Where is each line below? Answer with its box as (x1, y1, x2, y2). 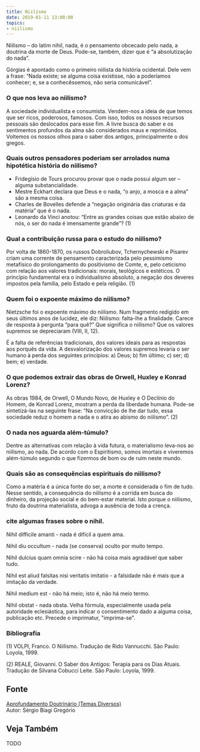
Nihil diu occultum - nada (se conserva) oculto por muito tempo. (6, 542, 164, 549)
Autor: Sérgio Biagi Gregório (6, 707, 76, 714)
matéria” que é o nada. (14, 207, 71, 214)
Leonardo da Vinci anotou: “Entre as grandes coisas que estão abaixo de (14, 213, 194, 220)
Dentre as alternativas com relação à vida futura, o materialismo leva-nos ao (6, 442, 194, 449)
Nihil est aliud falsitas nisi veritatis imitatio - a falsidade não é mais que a (6, 572, 184, 579)
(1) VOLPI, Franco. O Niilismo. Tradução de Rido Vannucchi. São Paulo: (6, 643, 180, 650)
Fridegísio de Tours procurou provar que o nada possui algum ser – (14, 175, 180, 182)
